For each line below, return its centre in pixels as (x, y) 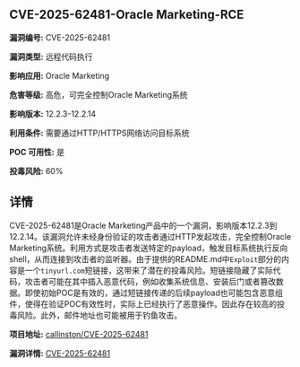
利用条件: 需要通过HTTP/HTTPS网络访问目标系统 (99, 133)
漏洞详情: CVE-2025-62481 (60, 353)
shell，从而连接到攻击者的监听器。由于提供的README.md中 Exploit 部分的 (146, 258)
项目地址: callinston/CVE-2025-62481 (79, 334)
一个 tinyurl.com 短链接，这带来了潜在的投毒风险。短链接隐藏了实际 (149, 270)
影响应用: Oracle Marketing (60, 75)
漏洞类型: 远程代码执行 (51, 57)
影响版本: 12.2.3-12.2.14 (53, 114)
